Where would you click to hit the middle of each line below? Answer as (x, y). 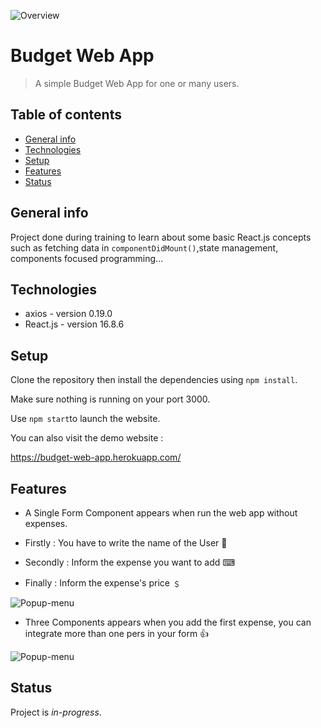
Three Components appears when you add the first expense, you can (168, 622)
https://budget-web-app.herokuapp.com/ (96, 457)
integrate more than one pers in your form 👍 (117, 633)
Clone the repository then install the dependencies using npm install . (154, 380)
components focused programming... (87, 258)
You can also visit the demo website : (87, 438)
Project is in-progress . (56, 712)
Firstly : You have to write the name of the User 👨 (126, 543)
